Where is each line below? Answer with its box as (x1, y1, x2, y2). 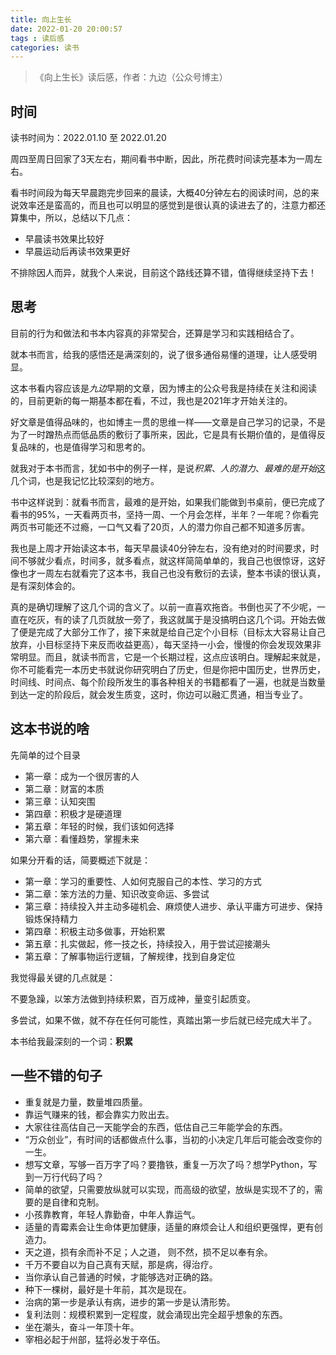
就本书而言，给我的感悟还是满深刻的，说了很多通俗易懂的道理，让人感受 (10, 348, 308, 360)
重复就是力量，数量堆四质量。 (24, 1096, 148, 1108)
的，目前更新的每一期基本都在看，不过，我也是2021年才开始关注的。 (10, 394, 293, 406)
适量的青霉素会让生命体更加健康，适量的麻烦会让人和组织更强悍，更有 (24, 1221, 315, 1233)
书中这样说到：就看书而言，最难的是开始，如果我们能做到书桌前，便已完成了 (10, 496, 326, 508)
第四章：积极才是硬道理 (24, 807, 122, 820)
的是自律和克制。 (33, 1196, 105, 1208)
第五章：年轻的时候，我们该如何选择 (24, 820, 175, 832)
